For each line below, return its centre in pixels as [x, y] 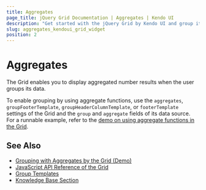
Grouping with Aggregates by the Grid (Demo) [73, 161]
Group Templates [37, 173]
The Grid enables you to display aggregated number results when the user [100, 82]
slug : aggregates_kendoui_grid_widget [56, 29]
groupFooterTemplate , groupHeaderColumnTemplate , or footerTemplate [93, 107]
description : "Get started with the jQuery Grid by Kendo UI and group [100, 23]
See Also [24, 146]
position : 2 [21, 35]
